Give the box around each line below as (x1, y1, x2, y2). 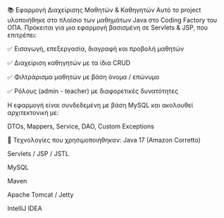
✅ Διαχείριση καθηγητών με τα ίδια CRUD (7, 59, 131, 67)
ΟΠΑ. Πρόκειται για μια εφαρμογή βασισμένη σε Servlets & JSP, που (7, 23, 209, 32)
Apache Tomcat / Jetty (7, 190, 74, 199)
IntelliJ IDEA (7, 204, 42, 212)
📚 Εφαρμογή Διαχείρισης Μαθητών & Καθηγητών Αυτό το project (7, 6, 201, 14)
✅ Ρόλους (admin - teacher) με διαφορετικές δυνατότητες (7, 87, 178, 95)
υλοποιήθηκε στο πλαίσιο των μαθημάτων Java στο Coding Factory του (7, 16, 218, 24)
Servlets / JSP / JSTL (7, 150, 69, 157)
